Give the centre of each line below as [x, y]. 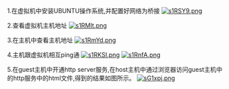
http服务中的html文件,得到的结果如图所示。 [74, 78]
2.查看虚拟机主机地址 [37, 26]
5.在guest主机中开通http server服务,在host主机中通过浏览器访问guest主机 [112, 69]
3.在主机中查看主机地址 [40, 40]
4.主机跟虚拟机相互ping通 [43, 55]
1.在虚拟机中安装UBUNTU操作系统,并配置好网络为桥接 [83, 11]
